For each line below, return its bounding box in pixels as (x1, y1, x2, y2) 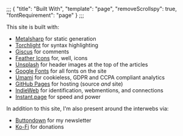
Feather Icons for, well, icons (15, 55, 88, 61)
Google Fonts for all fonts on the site (15, 67, 107, 75)
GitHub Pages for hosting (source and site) (15, 80, 123, 87)
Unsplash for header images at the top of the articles (15, 61, 148, 68)
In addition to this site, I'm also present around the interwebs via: (6, 105, 169, 112)
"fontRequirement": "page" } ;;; (6, 12, 84, 19)
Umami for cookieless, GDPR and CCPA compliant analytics (15, 74, 165, 81)
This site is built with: (6, 24, 60, 30)
